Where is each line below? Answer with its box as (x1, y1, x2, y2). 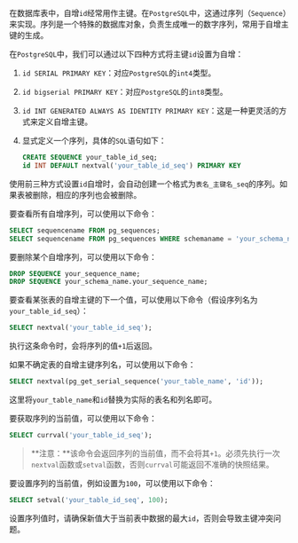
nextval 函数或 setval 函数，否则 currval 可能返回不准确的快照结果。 (30, 459, 274, 469)
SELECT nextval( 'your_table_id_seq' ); (9, 323, 153, 333)
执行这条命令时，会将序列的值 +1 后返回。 (9, 341, 158, 351)
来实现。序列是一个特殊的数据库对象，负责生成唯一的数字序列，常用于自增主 (9, 19, 289, 29)
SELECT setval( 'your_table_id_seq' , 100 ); (9, 495, 169, 504)
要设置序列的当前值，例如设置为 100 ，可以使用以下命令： (9, 477, 216, 488)
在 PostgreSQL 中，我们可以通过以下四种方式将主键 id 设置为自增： (9, 49, 244, 59)
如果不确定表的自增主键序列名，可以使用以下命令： (9, 359, 196, 370)
